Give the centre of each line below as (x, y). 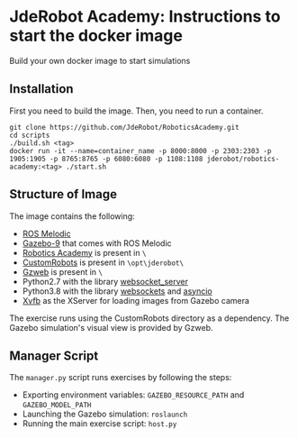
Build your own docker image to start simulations (100, 60)
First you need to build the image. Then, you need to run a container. (136, 111)
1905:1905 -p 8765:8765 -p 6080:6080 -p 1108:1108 (106, 159)
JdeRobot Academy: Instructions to (145, 17)
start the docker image (96, 36)
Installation (41, 89)
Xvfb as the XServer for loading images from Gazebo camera (136, 300)
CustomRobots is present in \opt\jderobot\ (103, 262)
